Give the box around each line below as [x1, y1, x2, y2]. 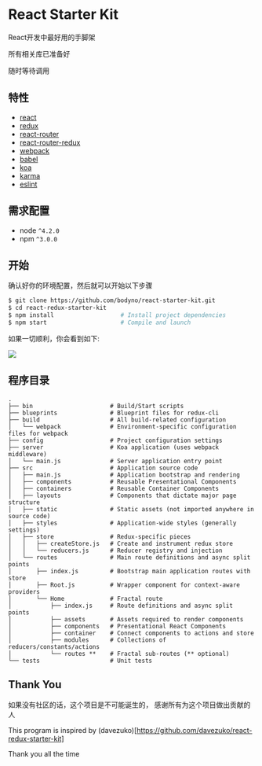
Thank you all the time [8, 749, 80, 758]
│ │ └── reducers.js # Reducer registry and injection [8, 547, 223, 554]
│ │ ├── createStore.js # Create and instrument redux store [8, 540, 234, 547]
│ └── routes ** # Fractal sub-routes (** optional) [8, 650, 230, 657]
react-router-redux [19, 138, 81, 147]
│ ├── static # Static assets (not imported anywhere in [8, 505, 255, 513]
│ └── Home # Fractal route [8, 595, 163, 602]
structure [8, 498, 41, 506]
